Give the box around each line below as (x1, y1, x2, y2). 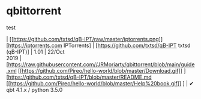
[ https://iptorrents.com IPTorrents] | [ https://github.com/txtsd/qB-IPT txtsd (6, 42, 191, 49)
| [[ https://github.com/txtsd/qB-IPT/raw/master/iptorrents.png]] (6, 35, 163, 42)
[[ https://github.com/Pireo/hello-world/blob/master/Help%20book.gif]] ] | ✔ (6, 79, 194, 87)
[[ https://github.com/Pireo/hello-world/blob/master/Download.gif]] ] (17, 67, 186, 74)
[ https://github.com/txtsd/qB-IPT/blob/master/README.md (6, 73, 152, 81)
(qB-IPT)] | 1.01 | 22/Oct (6, 48, 65, 55)
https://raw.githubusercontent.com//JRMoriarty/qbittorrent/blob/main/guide (8, 61, 195, 68)
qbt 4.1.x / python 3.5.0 (6, 86, 63, 93)
